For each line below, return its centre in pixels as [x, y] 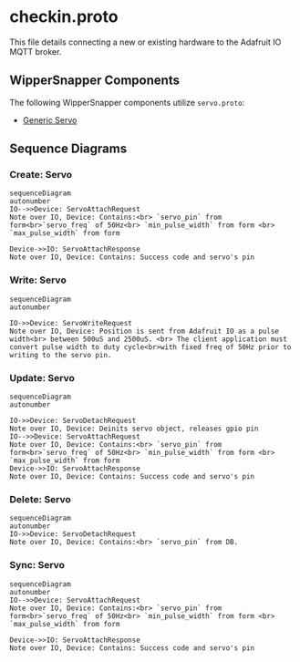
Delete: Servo [40, 499]
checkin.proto [64, 17]
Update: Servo [42, 378]
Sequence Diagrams [68, 149]
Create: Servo [41, 175]
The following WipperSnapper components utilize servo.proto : [127, 102]
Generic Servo [50, 119]
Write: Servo [38, 280]
